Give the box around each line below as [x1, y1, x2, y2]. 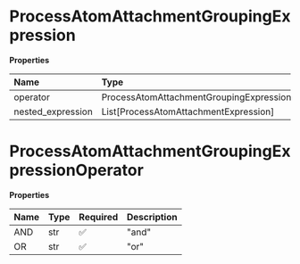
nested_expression [13, 105, 94, 118]
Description [126, 210, 178, 223]
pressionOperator [9, 161, 145, 180]
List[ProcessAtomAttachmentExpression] [101, 105, 275, 118]
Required [79, 210, 119, 223]
